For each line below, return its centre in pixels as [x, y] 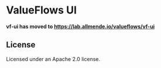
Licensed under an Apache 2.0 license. [53, 59]
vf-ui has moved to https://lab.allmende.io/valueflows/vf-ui [80, 26]
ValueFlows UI [42, 10]
